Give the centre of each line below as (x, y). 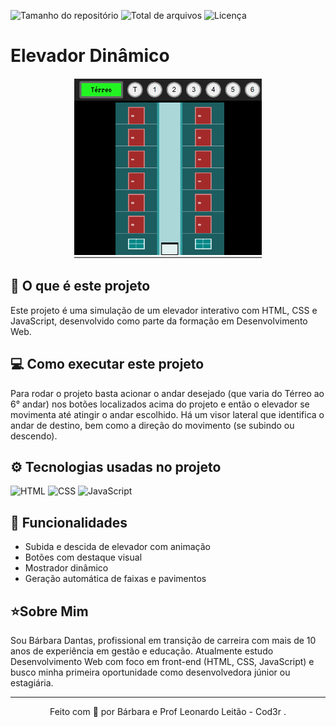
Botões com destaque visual (83, 557)
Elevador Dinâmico (90, 56)
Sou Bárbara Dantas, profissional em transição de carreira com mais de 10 (163, 640)
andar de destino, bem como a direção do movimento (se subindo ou (152, 425)
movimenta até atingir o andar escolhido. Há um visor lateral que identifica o (167, 414)
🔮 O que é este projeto (80, 286)
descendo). (34, 436)
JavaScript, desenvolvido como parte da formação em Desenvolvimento (159, 321)
